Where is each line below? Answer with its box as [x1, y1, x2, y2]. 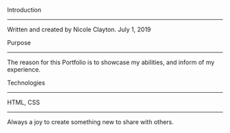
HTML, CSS [7, 98, 40, 106]
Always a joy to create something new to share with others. [7, 118, 175, 125]
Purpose [7, 39, 31, 46]
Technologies [7, 78, 46, 87]
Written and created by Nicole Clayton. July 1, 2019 [7, 25, 151, 33]
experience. [7, 65, 41, 74]
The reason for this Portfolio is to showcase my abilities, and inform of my [7, 58, 215, 66]
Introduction [7, 6, 42, 14]
